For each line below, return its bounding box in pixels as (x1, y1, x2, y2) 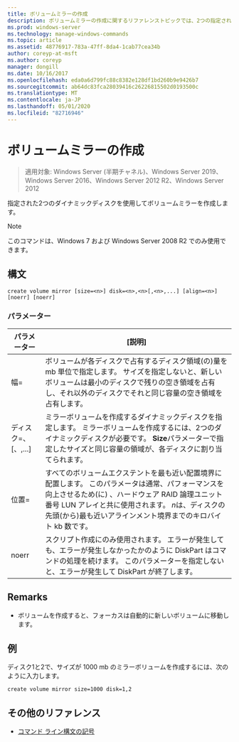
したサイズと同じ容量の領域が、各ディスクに (52, 443, 201, 453)
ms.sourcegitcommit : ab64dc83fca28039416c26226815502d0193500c (7, 83, 199, 90)
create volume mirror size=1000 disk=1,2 (7, 686, 132, 693)
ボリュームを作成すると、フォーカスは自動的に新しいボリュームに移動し (17, 611, 230, 619)
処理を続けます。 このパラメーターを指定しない (66, 556, 225, 566)
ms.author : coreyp (7, 57, 62, 64)
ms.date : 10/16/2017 (7, 70, 69, 77)
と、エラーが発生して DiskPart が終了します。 (45, 566, 198, 576)
